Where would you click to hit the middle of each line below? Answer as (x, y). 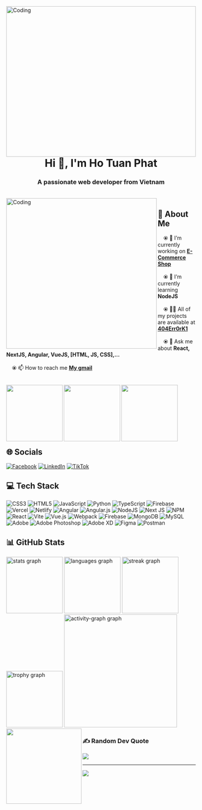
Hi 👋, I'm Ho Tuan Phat (101, 163)
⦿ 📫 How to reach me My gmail (52, 368)
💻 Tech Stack (33, 486)
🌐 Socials (25, 452)
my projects (173, 316)
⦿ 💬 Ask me (178, 341)
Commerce (172, 258)
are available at (176, 322)
